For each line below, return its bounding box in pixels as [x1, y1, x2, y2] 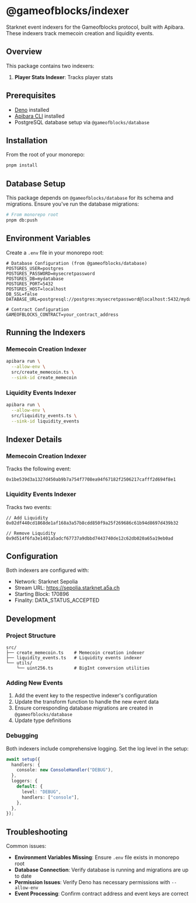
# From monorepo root [6, 212, 59, 218]
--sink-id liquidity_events [11, 418, 80, 424]
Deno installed [14, 106, 50, 113]
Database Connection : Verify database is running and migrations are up [14, 866, 188, 874]
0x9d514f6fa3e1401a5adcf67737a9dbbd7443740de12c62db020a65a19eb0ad [6, 535, 174, 541]
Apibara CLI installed [14, 113, 65, 120]
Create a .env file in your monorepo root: [6, 249, 104, 256]
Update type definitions [14, 717, 72, 724]
